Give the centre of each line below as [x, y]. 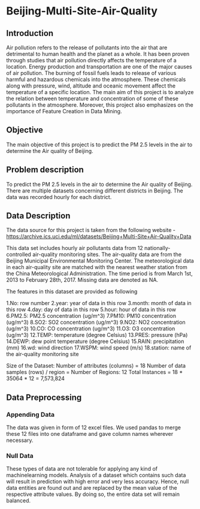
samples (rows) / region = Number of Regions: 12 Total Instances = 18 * [95, 372]
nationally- [157, 248]
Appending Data [31, 414]
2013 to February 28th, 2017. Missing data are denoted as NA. [82, 280]
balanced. [19, 501]
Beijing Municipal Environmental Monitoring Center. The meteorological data [100, 261]
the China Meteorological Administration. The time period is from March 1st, [99, 273]
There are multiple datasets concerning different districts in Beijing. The [95, 191]
